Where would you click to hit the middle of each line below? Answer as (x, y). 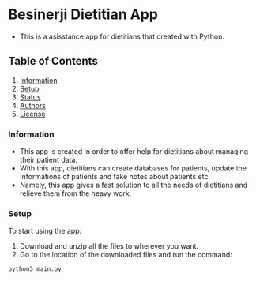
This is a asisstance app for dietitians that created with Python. (122, 36)
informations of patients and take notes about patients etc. (115, 177)
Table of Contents (53, 61)
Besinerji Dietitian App (83, 15)
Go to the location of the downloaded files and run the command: (126, 255)
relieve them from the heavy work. (75, 193)
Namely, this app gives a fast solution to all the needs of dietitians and (134, 185)
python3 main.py (35, 269)
